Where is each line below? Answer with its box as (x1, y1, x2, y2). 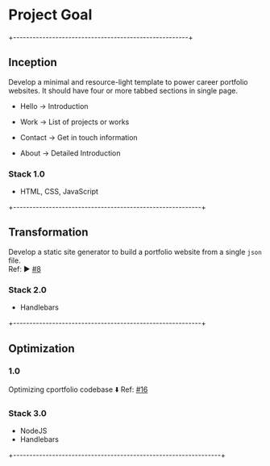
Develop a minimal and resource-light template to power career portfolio (8, 77, 248, 86)
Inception (8, 56, 58, 69)
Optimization (8, 341, 75, 356)
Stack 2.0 (8, 284, 47, 295)
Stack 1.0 (8, 168, 46, 179)
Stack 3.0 (8, 407, 47, 418)
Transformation (8, 226, 89, 239)
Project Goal (8, 6, 93, 24)
